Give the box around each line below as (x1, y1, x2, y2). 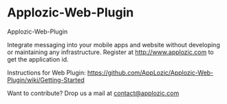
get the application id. (7, 55, 69, 63)
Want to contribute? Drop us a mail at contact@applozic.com (7, 89, 180, 97)
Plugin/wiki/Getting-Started (7, 75, 85, 83)
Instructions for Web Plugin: (7, 68, 86, 77)
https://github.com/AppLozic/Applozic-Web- (87, 68, 214, 77)
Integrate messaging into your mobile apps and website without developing (7, 40, 220, 49)
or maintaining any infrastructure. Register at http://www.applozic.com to (7, 48, 215, 56)
